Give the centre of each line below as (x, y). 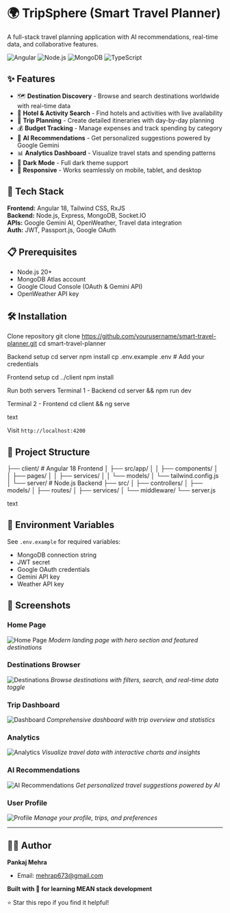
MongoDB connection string (57, 555)
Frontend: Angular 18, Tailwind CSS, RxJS (66, 208)
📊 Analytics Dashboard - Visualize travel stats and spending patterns (116, 153)
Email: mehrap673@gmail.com (60, 875)
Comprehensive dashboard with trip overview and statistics (131, 720)
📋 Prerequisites (42, 252)
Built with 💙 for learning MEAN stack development (80, 888)
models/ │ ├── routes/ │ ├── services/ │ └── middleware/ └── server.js (112, 490)
